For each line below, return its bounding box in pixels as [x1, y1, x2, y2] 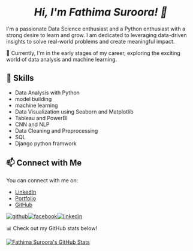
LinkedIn [14, 188, 37, 195]
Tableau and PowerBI [14, 114, 68, 121]
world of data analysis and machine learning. [6, 56, 117, 63]
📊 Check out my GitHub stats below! [6, 224, 98, 232]
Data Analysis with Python [14, 89, 80, 96]
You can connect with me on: [6, 176, 79, 184]
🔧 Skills [6, 73, 34, 83]
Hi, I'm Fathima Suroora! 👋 [34, 5, 168, 19]
